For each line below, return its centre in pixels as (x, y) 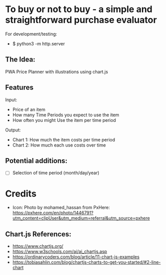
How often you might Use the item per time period (64, 120)
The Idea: (20, 60)
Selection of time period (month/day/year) (56, 173)
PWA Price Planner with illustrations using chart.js (57, 72)
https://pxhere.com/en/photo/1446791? (53, 213)
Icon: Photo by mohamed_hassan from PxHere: (61, 208)
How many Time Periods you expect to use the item (66, 115)
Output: (13, 130)
